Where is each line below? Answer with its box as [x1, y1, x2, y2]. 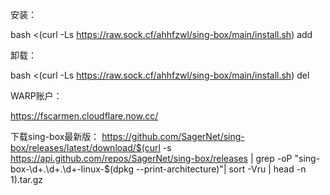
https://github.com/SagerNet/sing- [101, 131, 245, 142]
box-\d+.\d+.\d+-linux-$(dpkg [10, 163, 134, 175]
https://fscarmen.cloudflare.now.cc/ [10, 110, 159, 122]
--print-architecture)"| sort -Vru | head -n [135, 163, 307, 175]
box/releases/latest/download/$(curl [10, 142, 161, 153]
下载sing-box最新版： [10, 131, 100, 142]
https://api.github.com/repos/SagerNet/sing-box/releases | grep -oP [10, 153, 293, 164]
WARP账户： [10, 90, 63, 102]
